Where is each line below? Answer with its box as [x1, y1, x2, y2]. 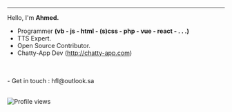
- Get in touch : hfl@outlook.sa [7, 77, 95, 85]
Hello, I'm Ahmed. [7, 14, 59, 21]
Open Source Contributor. [17, 42, 91, 49]
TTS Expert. [17, 34, 52, 42]
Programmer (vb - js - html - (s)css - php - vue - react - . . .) [17, 27, 190, 35]
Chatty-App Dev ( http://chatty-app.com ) [17, 49, 133, 57]
